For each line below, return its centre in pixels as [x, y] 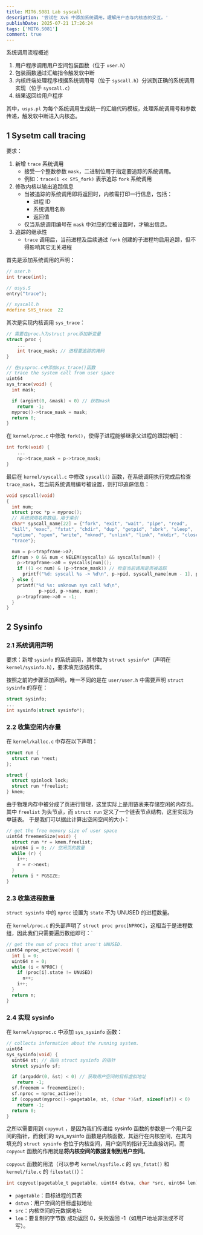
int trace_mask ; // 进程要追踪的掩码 [61, 351]
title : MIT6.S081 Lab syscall [44, 12]
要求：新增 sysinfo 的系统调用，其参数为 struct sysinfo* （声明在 [89, 659]
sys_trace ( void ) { [29, 384]
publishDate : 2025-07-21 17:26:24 [50, 23]
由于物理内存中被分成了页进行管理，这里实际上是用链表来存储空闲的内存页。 [101, 804]
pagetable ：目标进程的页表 [49, 1196]
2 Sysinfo [24, 627]
